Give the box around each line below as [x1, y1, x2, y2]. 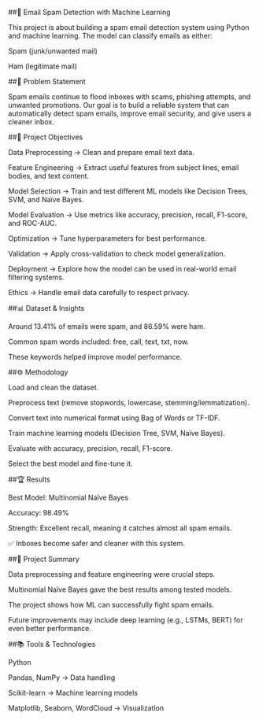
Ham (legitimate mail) [8, 61, 77, 71]
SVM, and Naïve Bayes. [8, 195, 84, 204]
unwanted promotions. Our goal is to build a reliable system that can [8, 101, 230, 109]
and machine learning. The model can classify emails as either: [8, 31, 213, 40]
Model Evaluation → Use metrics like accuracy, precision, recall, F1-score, [8, 210, 248, 220]
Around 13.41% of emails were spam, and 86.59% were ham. [8, 322, 205, 330]
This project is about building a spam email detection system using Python [8, 23, 250, 31]
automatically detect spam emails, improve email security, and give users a [8, 109, 252, 118]
